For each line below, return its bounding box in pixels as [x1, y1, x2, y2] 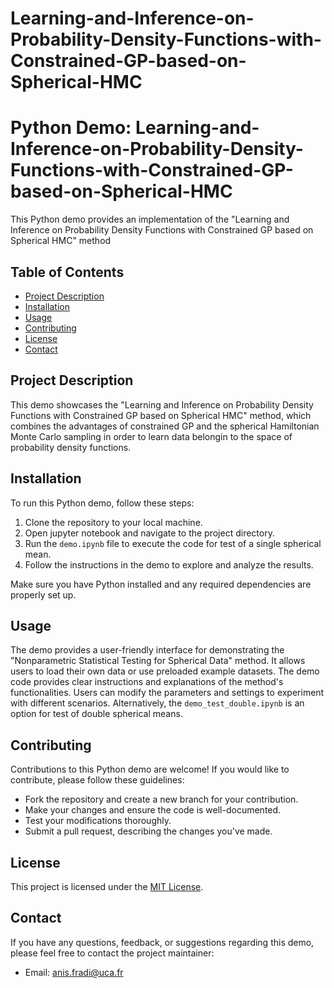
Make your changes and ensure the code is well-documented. [24, 804, 282, 816]
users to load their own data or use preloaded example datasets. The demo [10, 665, 320, 677]
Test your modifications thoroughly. [24, 815, 172, 827]
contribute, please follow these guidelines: [10, 774, 185, 786]
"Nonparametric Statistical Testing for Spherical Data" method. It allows [10, 655, 306, 667]
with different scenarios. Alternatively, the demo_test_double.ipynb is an [10, 697, 305, 709]
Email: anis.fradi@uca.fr [24, 966, 124, 978]
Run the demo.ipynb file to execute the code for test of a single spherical [24, 537, 322, 549]
